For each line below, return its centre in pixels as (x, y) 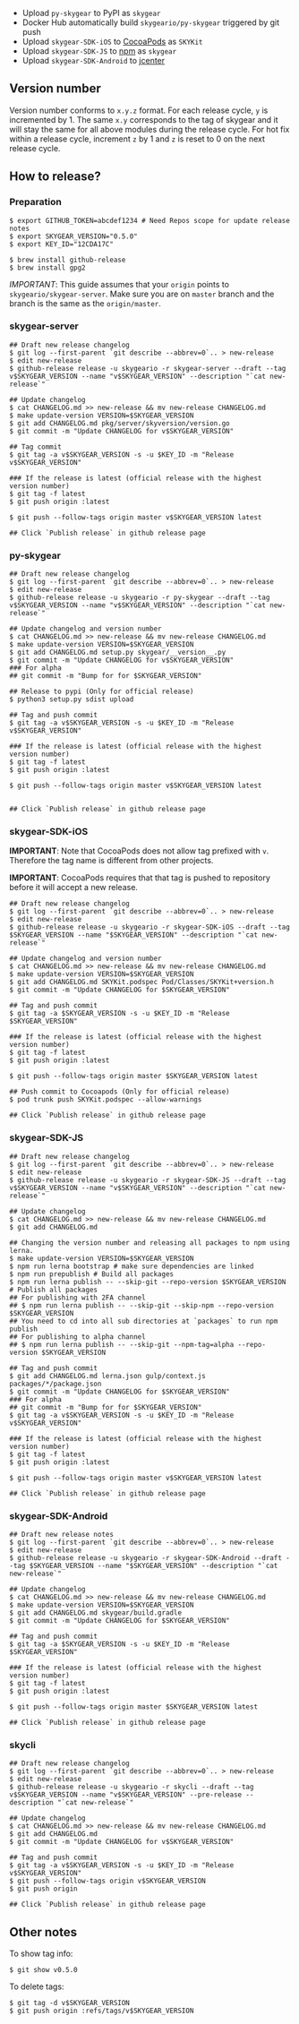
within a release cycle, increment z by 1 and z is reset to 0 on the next (137, 139)
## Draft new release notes (62, 1534)
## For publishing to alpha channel (77, 1337)
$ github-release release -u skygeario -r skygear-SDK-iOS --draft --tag (150, 927)
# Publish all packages (54, 1290)
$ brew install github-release (68, 260)
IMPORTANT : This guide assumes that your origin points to (120, 284)
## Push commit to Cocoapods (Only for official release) (120, 1092)
